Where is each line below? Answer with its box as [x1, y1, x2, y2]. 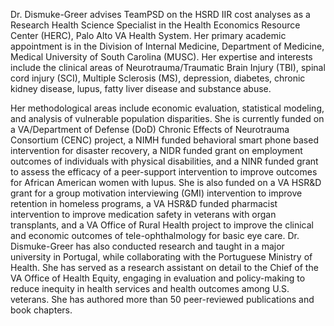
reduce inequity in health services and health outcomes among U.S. [10, 283, 290, 294]
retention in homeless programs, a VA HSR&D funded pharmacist [10, 198, 278, 209]
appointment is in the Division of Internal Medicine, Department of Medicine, [10, 40, 325, 52]
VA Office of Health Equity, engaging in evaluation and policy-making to [10, 272, 306, 284]
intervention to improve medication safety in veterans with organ [10, 209, 277, 220]
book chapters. [10, 304, 73, 316]
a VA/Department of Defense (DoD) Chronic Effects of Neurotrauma [10, 124, 290, 135]
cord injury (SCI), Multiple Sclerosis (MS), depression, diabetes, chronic [10, 72, 306, 84]
